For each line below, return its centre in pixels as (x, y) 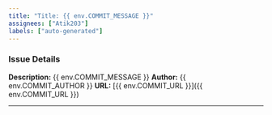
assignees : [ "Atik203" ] (49, 23)
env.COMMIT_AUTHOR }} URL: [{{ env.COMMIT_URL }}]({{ (106, 85)
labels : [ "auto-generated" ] (56, 31)
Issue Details (34, 59)
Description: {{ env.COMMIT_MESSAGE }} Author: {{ (97, 77)
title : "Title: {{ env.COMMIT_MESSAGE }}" (81, 16)
